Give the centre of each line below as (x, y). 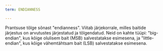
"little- (148, 38)
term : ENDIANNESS (23, 9)
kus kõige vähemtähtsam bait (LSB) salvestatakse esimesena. (85, 43)
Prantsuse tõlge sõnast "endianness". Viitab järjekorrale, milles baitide (76, 28)
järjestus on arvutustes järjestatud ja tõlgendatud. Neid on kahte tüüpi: (76, 33)
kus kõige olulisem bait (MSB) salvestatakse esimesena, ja (81, 38)
